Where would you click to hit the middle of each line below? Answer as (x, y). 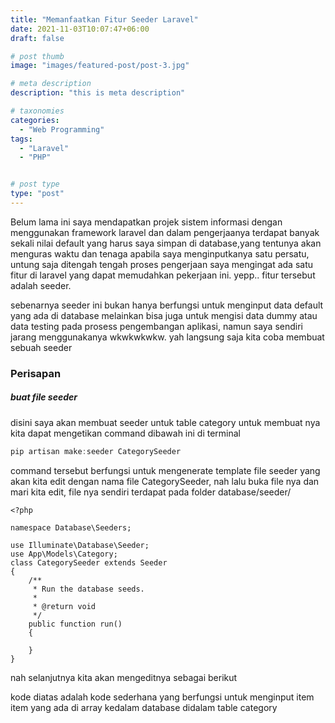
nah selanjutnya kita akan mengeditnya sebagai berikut (124, 677)
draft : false (37, 38)
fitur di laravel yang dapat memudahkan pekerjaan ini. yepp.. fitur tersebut (163, 275)
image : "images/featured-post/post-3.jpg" (100, 66)
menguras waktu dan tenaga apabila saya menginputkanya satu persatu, (160, 253)
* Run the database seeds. (88, 589)
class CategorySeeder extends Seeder (89, 562)
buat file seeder (44, 397)
